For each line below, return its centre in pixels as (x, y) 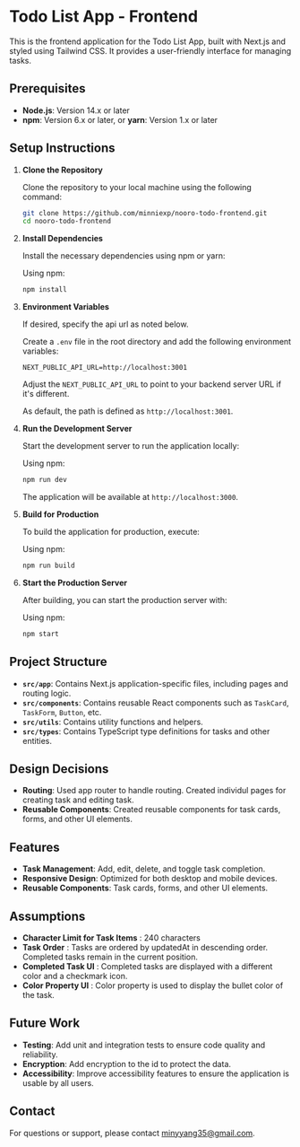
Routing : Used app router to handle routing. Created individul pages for (154, 791)
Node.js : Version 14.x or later (76, 110)
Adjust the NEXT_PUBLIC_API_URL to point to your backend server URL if (152, 384)
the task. (39, 995)
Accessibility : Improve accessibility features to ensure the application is (155, 1073)
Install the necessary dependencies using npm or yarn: (124, 256)
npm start (41, 634)
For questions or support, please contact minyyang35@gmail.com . (132, 1133)
